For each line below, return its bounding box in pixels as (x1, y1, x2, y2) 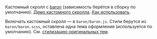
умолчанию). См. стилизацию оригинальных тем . (5, 29, 109, 34)
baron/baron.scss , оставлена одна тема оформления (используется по (5, 24, 153, 29)
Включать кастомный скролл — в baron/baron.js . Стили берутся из (5, 19, 146, 24)
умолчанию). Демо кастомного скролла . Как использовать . (5, 9, 131, 15)
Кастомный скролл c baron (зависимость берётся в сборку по (5, 4, 136, 10)
